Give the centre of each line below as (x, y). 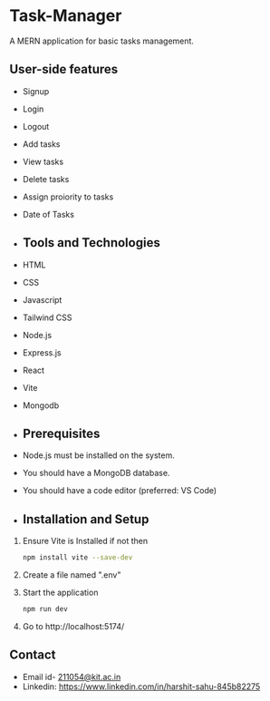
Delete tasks (46, 179)
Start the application (60, 593)
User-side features (64, 69)
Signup (36, 91)
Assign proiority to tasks (68, 197)
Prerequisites (61, 433)
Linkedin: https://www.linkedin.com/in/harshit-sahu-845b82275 (141, 686)
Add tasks (41, 144)
